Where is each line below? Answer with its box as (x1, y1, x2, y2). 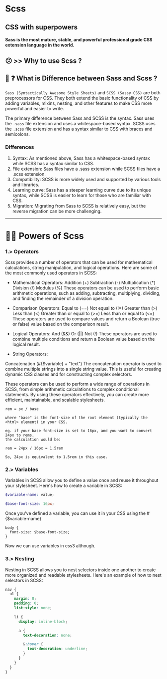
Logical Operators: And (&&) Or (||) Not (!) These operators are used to (12, 331, 157, 337)
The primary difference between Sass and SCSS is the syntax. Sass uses (5, 115, 155, 121)
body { (5, 525, 19, 530)
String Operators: (12, 351, 48, 357)
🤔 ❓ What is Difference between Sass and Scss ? (5, 74, 158, 82)
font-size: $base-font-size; (9, 530, 70, 535)
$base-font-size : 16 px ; (5, 501, 55, 506)
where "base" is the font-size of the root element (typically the (5, 415, 148, 421)
